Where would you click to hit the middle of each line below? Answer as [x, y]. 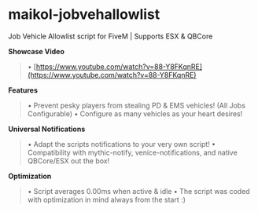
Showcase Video [36, 51]
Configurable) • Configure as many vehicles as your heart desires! [135, 113]
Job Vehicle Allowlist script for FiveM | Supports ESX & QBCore [111, 36]
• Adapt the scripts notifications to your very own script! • [122, 144]
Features [23, 90]
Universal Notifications [47, 129]
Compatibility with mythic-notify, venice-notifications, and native [132, 152]
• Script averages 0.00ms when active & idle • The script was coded [138, 191]
